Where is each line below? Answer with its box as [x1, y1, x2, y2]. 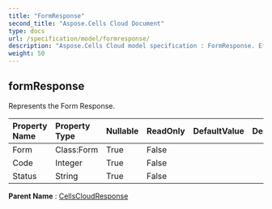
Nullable [106, 125, 139, 136]
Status [12, 170, 37, 181]
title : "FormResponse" [8, 11, 85, 20]
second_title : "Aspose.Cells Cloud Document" [8, 19, 164, 28]
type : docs [8, 27, 45, 35]
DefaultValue [193, 125, 244, 136]
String [55, 170, 79, 181]
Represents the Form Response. [8, 100, 116, 110]
